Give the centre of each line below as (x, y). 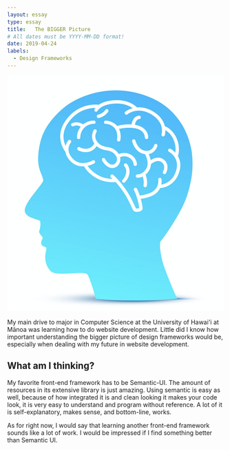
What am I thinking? (51, 366)
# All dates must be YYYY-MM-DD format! (66, 37)
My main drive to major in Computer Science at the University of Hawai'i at (113, 322)
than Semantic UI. (32, 440)
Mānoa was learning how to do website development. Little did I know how (113, 329)
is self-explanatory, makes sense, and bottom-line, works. (90, 412)
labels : (18, 51)
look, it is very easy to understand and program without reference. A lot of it (115, 404)
